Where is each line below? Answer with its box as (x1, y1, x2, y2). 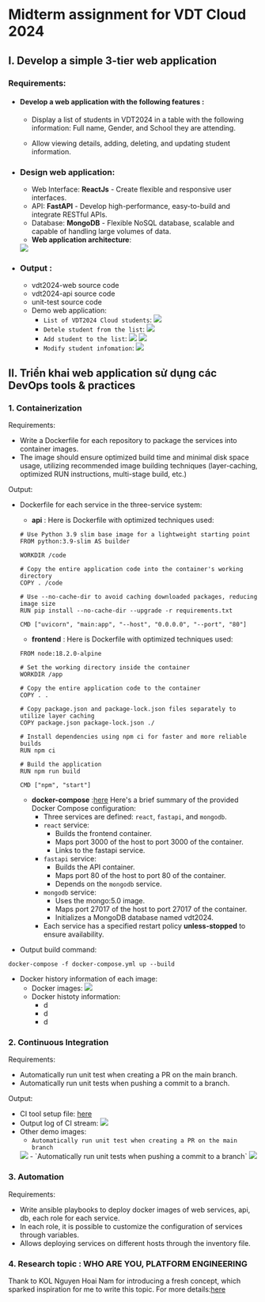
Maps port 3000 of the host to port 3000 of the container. (55, 837, 244, 846)
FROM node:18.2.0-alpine (19, 649, 102, 657)
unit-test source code (31, 297, 103, 307)
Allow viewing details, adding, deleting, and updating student (31, 138, 231, 148)
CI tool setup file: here (19, 1109, 93, 1118)
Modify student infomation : (43, 343, 134, 353)
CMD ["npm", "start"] (19, 781, 91, 789)
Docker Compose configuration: (31, 803, 137, 812)
